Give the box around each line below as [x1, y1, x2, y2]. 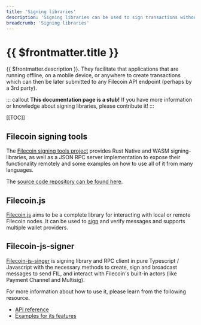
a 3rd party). [6, 84, 37, 92]
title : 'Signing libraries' [6, 8, 77, 15]
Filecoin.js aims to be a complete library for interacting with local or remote [6, 211, 191, 218]
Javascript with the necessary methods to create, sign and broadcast [6, 263, 178, 271]
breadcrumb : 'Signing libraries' [6, 20, 90, 26]
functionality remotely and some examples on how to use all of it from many [6, 160, 193, 168]
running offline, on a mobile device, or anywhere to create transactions [6, 72, 181, 79]
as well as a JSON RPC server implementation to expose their [29, 154, 181, 161]
